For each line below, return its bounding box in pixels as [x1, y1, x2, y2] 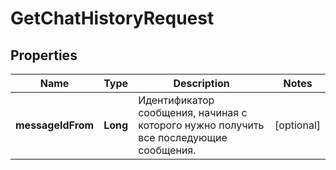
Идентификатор [138, 93, 215, 107]
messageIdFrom [15, 118, 95, 132]
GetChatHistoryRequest [10, 7, 215, 30]
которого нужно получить [138, 118, 265, 132]
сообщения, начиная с [138, 106, 248, 119]
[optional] [274, 118, 321, 132]
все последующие [138, 131, 228, 144]
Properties [10, 47, 78, 64]
